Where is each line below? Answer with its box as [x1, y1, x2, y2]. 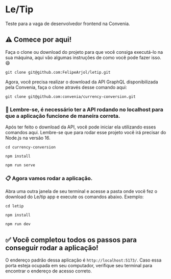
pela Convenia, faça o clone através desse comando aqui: [5, 84, 128, 90]
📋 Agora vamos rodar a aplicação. [5, 175, 93, 182]
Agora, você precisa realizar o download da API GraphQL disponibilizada [5, 78, 158, 85]
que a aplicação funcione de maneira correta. [5, 112, 120, 119]
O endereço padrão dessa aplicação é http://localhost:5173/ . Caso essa [5, 257, 162, 263]
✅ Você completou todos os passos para [5, 235, 137, 244]
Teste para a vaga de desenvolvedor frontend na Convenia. [5, 20, 130, 27]
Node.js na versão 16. [5, 135, 51, 141]
